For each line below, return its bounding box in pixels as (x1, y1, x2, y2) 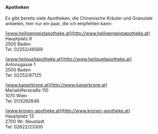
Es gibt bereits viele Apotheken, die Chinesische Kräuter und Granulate (5, 15, 153, 21)
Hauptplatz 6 (5, 36, 32, 42)
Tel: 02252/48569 (5, 46, 43, 52)
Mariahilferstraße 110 (5, 87, 49, 93)
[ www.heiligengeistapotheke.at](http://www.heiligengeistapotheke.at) (5, 30, 150, 36)
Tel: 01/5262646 (5, 98, 39, 104)
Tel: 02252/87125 (5, 72, 42, 78)
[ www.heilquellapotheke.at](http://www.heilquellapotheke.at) (5, 56, 132, 62)
